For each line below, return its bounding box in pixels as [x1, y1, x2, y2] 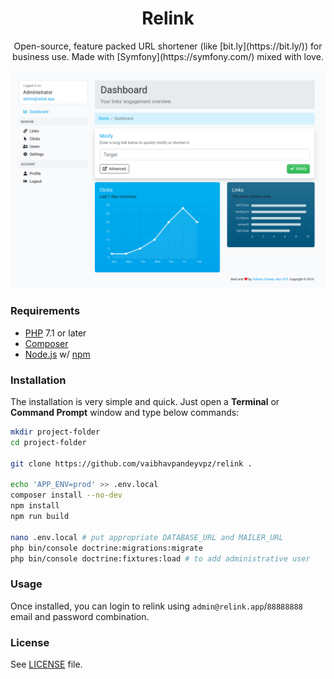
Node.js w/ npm [24, 348, 91, 360]
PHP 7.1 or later [24, 327, 87, 339]
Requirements [10, 304, 81, 318]
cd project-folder [10, 437, 87, 447]
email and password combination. [10, 610, 150, 622]
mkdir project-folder [10, 427, 101, 437]
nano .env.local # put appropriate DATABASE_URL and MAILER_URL [10, 532, 284, 542]
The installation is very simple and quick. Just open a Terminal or [10, 396, 280, 407]
